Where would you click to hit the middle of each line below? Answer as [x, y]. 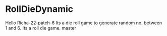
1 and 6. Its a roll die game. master [41, 28]
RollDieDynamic [39, 9]
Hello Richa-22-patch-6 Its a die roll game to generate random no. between [84, 23]
